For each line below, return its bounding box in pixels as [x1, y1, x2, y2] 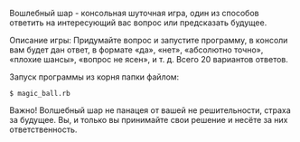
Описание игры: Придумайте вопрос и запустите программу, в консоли [9, 35, 288, 45]
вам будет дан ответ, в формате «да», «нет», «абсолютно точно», [9, 44, 264, 55]
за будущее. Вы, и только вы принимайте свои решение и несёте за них [9, 115, 288, 125]
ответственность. [9, 124, 78, 135]
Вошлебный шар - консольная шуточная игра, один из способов [9, 8, 259, 18]
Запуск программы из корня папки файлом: [9, 71, 180, 82]
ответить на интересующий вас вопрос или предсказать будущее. [9, 17, 267, 28]
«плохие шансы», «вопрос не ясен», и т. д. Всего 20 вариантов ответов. [9, 54, 289, 64]
